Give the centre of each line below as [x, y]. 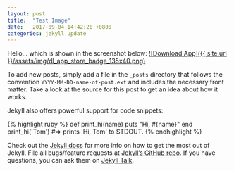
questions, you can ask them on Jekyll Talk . [71, 160]
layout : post [26, 14]
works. [17, 97]
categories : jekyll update [47, 33]
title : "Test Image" [39, 20]
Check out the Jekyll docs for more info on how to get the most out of [109, 146]
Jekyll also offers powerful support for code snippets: [85, 110]
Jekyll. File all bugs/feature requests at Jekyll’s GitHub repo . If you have [111, 153]
